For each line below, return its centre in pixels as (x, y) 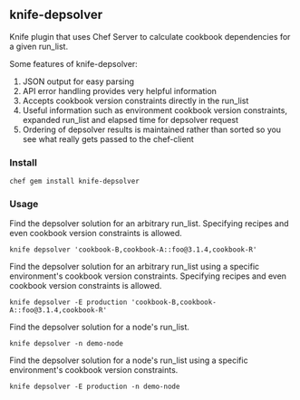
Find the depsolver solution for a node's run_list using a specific (129, 360)
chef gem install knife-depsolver (75, 181)
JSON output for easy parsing (78, 81)
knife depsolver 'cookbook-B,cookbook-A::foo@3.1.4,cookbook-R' (133, 250)
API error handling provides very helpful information (120, 90)
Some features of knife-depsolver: (73, 63)
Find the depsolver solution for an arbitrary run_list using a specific (135, 267)
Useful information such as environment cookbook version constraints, (155, 110)
